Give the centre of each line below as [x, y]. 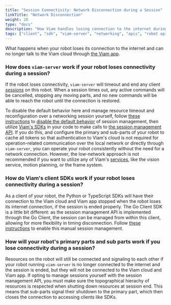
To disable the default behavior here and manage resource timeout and [80, 111]
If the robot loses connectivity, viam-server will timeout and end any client [83, 84]
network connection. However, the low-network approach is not [72, 154]
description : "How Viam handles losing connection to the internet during [86, 29]
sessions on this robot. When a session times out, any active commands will [85, 90]
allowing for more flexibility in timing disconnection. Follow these [73, 223]
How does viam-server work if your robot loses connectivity [80, 67]
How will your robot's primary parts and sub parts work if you [83, 242]
